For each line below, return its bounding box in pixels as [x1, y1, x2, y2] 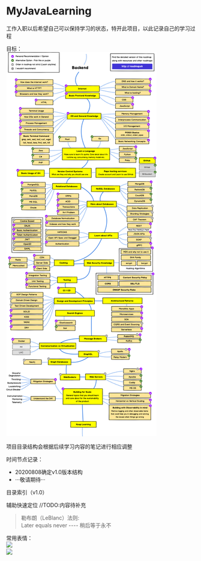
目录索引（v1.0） [6, 488, 48, 496]
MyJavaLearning [6, 4, 92, 18]
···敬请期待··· [14, 476, 46, 483]
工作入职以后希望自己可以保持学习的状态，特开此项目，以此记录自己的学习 [6, 25, 190, 32]
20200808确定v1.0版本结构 [14, 468, 83, 475]
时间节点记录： [6, 455, 43, 463]
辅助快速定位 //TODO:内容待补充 [6, 501, 86, 508]
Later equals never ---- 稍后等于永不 [20, 521, 112, 529]
